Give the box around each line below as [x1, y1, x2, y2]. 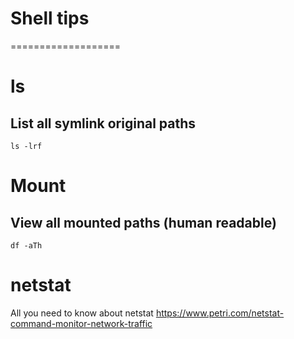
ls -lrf [10, 141, 43, 151]
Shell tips [10, 7, 90, 30]
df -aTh [10, 240, 43, 251]
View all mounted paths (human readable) [10, 214, 277, 231]
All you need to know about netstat [10, 307, 154, 319]
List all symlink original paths [10, 115, 197, 132]
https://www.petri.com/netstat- [155, 307, 285, 319]
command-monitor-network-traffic [10, 317, 153, 329]
